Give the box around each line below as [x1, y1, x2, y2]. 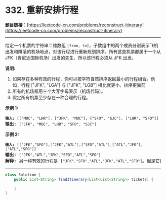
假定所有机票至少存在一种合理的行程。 [12, 94, 90, 100]
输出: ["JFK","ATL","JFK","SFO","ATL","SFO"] [5, 152, 101, 157]
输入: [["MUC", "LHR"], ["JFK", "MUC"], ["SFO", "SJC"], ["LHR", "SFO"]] [5, 116, 159, 121]
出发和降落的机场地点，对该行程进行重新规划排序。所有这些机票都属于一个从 [5, 48, 161, 55]
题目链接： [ [5, 22, 29, 28]
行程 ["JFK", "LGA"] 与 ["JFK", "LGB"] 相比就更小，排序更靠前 [21, 82, 146, 88]
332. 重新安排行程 [5, 4, 79, 16]
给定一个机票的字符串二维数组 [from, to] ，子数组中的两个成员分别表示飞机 [5, 42, 159, 48]
